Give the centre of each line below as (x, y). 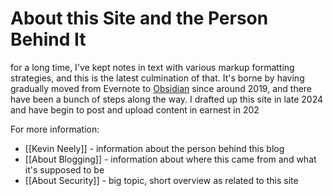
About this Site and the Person (139, 18)
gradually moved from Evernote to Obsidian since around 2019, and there (161, 88)
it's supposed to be (64, 169)
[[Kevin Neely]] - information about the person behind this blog (154, 148)
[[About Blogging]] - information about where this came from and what (170, 159)
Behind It (48, 39)
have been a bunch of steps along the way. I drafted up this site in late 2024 (167, 99)
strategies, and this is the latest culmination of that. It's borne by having (157, 78)
